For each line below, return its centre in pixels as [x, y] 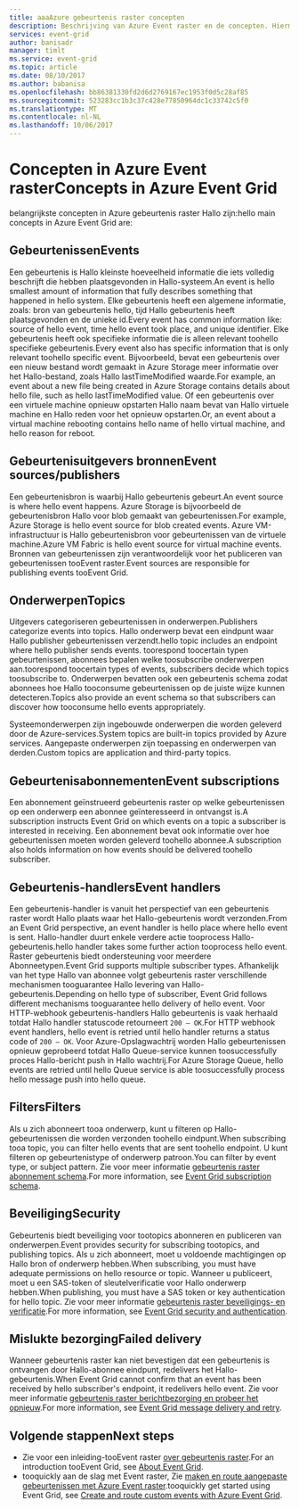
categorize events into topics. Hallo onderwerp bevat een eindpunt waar [141, 631]
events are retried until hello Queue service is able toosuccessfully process [147, 1070]
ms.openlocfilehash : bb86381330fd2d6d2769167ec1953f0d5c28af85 [129, 92]
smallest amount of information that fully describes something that [131, 291]
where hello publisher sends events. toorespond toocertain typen [129, 650]
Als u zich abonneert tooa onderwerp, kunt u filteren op [111, 1128]
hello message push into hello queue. [78, 1079]
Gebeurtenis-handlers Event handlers [115, 887]
